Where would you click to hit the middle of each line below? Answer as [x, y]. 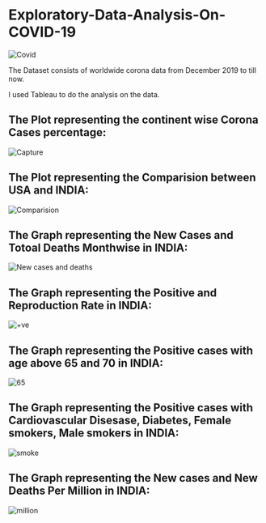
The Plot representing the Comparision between [132, 178]
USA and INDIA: [49, 191]
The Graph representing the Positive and [113, 293]
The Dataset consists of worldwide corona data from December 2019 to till [133, 70]
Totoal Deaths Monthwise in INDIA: [98, 247]
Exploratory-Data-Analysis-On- [117, 15]
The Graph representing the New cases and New [133, 478]
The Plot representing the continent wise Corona [133, 120]
